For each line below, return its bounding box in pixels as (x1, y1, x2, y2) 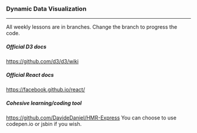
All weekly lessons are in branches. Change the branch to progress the (6, 23, 178, 30)
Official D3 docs (6, 43, 47, 50)
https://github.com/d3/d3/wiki (6, 58, 79, 65)
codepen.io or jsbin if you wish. (6, 121, 82, 128)
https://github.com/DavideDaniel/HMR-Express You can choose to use (6, 114, 177, 121)
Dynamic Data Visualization (6, 5, 87, 13)
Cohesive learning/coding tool (6, 99, 82, 107)
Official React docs (6, 71, 54, 78)
